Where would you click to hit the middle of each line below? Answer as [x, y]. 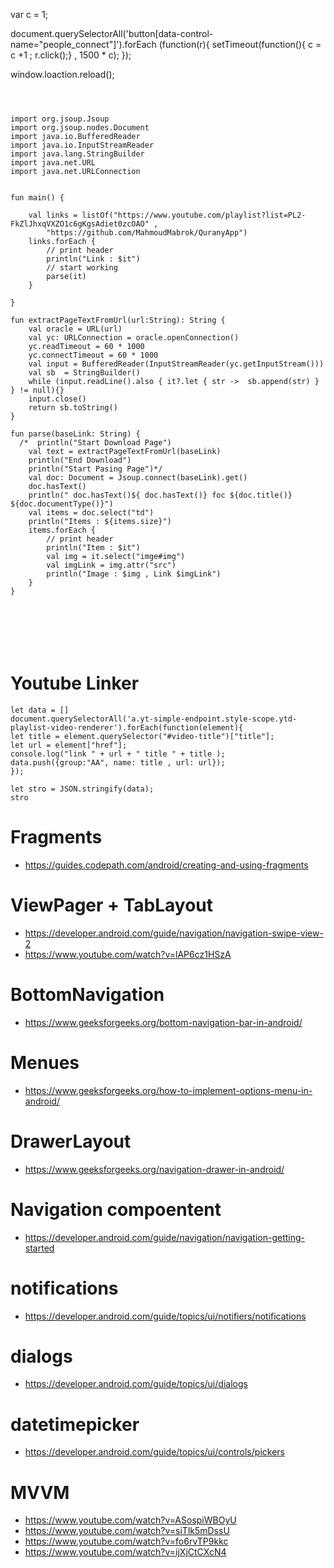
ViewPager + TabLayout [112, 905]
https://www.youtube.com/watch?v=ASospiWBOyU [130, 1520]
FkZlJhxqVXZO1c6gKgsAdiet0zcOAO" [80, 224]
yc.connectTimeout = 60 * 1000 [93, 355]
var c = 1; [29, 14]
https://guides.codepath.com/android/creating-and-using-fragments [166, 865]
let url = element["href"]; [69, 745]
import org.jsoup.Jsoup [60, 119]
